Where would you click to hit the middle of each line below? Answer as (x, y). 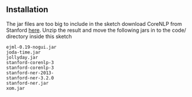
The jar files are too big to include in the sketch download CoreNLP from (94, 24)
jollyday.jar (22, 57)
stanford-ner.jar (27, 83)
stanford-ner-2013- (30, 73)
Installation (27, 10)
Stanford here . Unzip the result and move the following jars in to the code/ (96, 30)
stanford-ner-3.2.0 (30, 78)
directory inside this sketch (39, 36)
